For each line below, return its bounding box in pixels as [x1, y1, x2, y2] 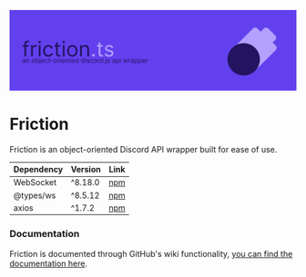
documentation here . [9, 258, 88, 269]
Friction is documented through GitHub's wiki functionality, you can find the [9, 248, 293, 259]
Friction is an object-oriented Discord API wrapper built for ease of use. [9, 143, 278, 154]
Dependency [13, 164, 64, 175]
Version [70, 164, 102, 175]
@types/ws [13, 190, 56, 201]
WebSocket [13, 177, 57, 188]
